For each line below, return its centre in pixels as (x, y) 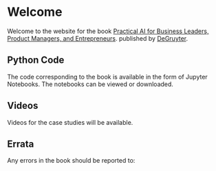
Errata (21, 144)
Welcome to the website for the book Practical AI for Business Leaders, (108, 31)
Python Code (36, 60)
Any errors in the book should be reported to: (71, 161)
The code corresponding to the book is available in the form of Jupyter (107, 77)
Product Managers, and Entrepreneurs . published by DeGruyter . (98, 38)
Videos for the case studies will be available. (70, 122)
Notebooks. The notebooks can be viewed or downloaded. (90, 84)
